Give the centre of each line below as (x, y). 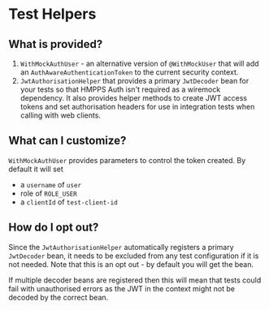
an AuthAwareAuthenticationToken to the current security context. (129, 72)
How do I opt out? (54, 228)
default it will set (36, 169)
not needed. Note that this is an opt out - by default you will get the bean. (131, 264)
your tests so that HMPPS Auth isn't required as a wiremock (120, 89)
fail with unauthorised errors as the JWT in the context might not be (122, 288)
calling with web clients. (61, 115)
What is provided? (56, 44)
